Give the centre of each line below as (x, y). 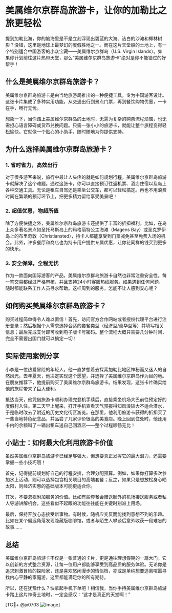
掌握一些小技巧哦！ (26, 462)
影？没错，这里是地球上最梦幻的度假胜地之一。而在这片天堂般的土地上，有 (84, 45)
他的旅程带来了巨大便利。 (32, 388)
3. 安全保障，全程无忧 (32, 263)
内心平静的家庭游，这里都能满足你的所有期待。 (59, 577)
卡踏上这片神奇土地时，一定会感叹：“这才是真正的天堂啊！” (68, 595)
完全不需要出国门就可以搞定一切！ (41, 338)
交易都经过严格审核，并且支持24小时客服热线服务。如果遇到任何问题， (89, 282)
